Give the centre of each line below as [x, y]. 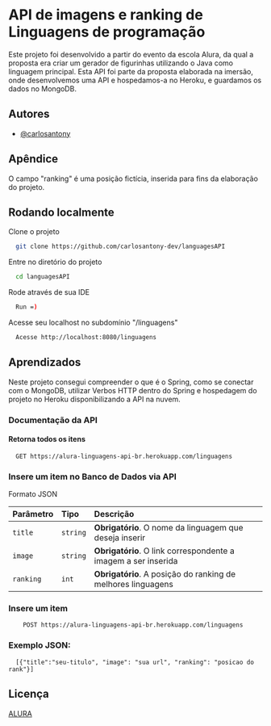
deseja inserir [120, 538]
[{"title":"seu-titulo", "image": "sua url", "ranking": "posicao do [135, 662]
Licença [29, 694]
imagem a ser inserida [136, 561]
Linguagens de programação [107, 32]
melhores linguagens [133, 585]
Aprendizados [45, 362]
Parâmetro [33, 514]
